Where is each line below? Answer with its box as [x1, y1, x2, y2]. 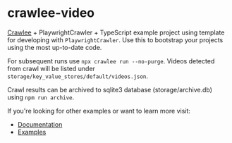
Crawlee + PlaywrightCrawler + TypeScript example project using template [7, 28, 225, 37]
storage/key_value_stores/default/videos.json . [7, 72, 149, 80]
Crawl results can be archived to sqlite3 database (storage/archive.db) [7, 85, 213, 94]
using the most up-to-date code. [7, 43, 102, 51]
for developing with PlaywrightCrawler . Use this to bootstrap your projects [7, 35, 224, 44]
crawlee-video [7, 5, 95, 21]
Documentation [17, 120, 63, 128]
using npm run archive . [7, 93, 75, 101]
